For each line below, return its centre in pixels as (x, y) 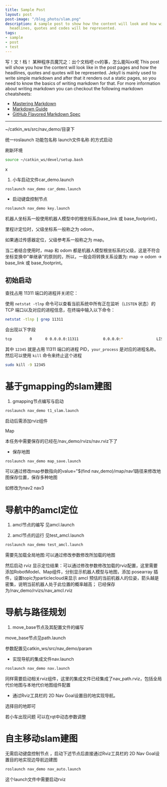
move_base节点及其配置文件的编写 (48, 627)
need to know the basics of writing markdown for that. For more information (83, 83)
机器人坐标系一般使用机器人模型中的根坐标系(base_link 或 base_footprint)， (83, 219)
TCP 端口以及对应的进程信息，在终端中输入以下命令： (60, 310)
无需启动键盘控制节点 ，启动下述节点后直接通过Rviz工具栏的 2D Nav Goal (80, 753)
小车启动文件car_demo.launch (43, 180)
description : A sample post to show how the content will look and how (81, 24)
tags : (11, 33)
